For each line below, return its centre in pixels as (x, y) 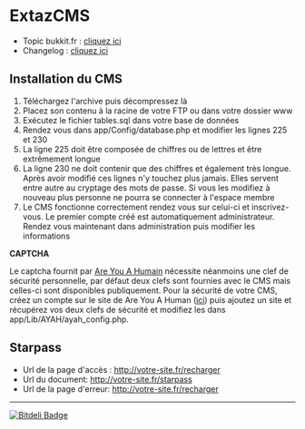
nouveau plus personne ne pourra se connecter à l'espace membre (148, 197)
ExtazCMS (50, 16)
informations (46, 236)
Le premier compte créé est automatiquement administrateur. (160, 216)
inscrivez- (270, 207)
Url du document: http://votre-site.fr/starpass (107, 379)
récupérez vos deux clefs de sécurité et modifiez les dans (118, 309)
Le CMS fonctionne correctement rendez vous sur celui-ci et (136, 207)
